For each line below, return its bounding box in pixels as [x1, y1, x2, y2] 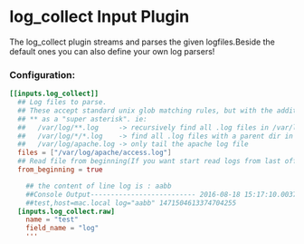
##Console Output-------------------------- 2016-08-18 [25, 190, 242, 199]
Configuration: [9, 68, 75, 81]
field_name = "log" [25, 224, 100, 233]
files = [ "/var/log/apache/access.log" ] [17, 148, 172, 158]
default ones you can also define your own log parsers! [9, 45, 215, 56]
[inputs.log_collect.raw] [17, 207, 116, 216]
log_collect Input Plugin [9, 6, 190, 27]
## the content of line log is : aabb [25, 181, 172, 190]
